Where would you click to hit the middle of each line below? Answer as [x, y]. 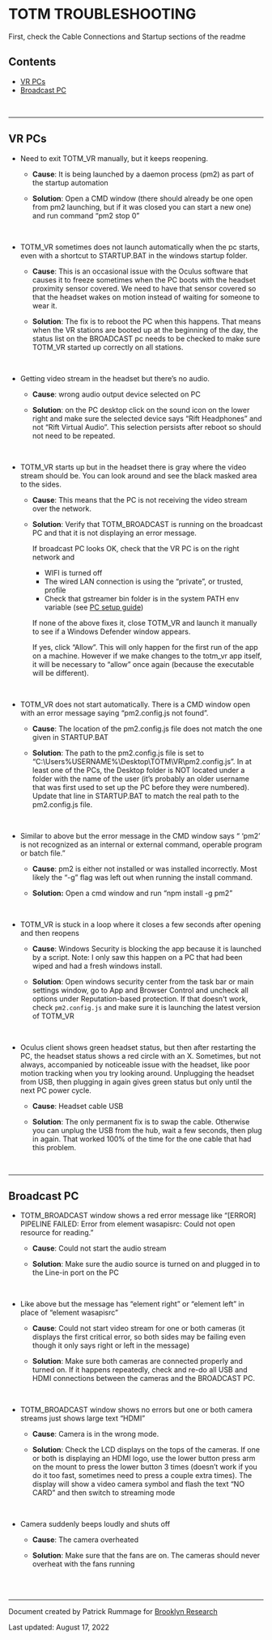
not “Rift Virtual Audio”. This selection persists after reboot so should [147, 427]
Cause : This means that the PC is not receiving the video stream [140, 499]
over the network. [62, 508]
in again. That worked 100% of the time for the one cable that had [142, 1139]
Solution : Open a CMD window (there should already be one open [142, 198]
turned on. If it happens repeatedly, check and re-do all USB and [140, 1370]
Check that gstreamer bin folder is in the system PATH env [142, 598]
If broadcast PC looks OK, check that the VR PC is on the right [136, 548]
